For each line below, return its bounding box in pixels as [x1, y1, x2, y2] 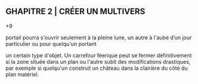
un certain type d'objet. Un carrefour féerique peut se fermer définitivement [5, 52, 192, 59]
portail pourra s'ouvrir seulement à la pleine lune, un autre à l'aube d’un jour [5, 34, 192, 41]
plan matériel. [5, 70, 39, 78]
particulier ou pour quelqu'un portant [5, 40, 97, 47]
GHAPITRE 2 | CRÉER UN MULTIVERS [5, 7, 146, 17]
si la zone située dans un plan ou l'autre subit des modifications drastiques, [5, 58, 191, 65]
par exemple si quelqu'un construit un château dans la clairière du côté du [5, 64, 188, 71]
